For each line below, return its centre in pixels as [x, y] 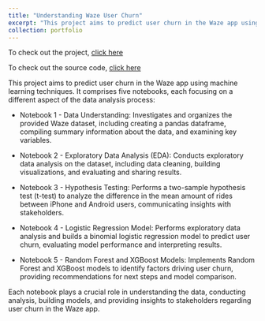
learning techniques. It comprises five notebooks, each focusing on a [121, 91]
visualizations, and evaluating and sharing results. [101, 172]
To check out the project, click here [66, 53]
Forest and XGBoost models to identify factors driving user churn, [127, 268]
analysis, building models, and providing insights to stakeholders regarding [130, 300]
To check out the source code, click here [75, 68]
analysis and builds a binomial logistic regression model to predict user [135, 237]
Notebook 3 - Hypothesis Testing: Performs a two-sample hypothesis [132, 188]
